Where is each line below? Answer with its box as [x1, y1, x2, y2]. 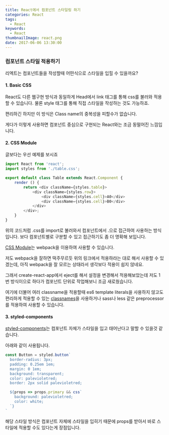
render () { [14, 180, 39, 185]
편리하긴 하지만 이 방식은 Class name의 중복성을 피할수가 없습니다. [5, 111, 137, 117]
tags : [5, 17, 17, 22]
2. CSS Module [5, 140, 37, 146]
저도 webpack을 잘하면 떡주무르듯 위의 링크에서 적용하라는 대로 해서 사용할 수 [5, 255, 159, 261]
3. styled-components [5, 314, 53, 320]
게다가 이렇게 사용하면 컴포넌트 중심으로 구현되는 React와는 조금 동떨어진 [5, 121, 149, 128]
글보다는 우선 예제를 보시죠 [5, 152, 58, 158]
